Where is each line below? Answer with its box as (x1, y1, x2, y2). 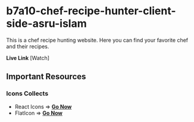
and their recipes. (6, 43, 49, 50)
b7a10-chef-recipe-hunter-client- (6, 4, 177, 18)
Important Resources (6, 71, 86, 82)
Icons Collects (6, 89, 49, 98)
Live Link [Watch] (6, 54, 49, 61)
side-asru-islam (6, 17, 87, 30)
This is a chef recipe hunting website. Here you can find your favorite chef (6, 36, 189, 43)
